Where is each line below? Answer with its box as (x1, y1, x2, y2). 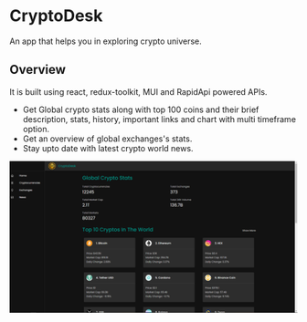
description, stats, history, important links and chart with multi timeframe (22, 113, 297, 124)
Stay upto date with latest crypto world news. (22, 142, 194, 153)
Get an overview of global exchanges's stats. (22, 133, 193, 144)
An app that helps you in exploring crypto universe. (9, 36, 203, 47)
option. (22, 123, 50, 134)
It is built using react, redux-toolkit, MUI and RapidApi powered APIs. (9, 86, 268, 97)
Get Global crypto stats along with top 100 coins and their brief (22, 104, 259, 115)
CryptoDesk (9, 5, 103, 26)
